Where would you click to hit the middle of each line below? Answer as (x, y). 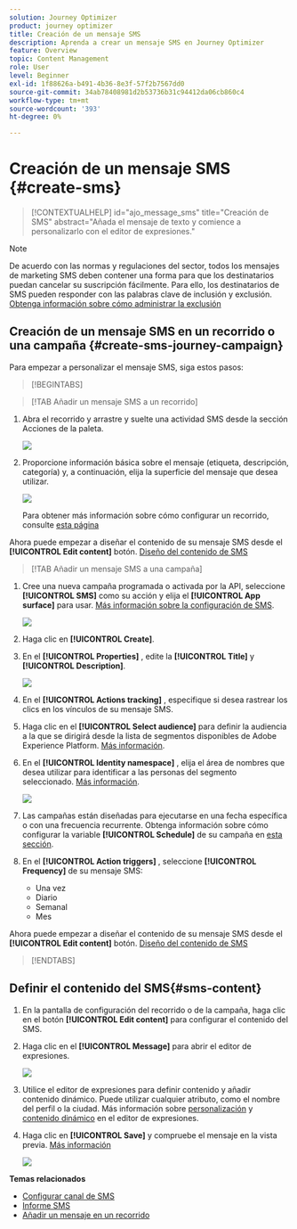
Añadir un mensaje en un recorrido (86, 1215)
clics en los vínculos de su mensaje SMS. (97, 709)
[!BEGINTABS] (57, 384)
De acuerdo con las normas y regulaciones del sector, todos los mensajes (144, 266)
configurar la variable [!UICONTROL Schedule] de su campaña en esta (152, 834)
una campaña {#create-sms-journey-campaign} (146, 345)
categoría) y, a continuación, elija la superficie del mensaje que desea (150, 471)
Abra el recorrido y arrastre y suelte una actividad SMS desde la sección (155, 419)
